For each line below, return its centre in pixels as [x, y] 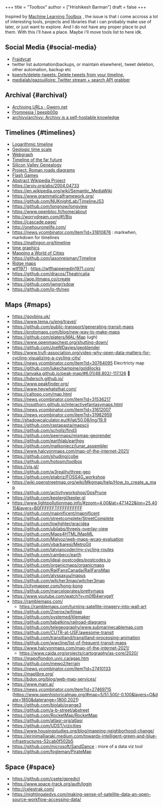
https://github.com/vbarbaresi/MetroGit [51, 544]
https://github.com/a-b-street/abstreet [51, 710]
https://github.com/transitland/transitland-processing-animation [76, 638]
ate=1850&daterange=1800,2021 [45, 700]
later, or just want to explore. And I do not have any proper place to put [76, 27]
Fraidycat [21, 59]
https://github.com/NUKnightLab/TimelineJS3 [58, 201]
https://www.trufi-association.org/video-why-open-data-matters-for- [81, 353]
